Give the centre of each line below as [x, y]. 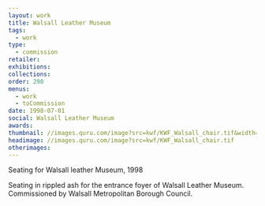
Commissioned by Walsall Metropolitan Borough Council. [101, 193]
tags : [17, 30]
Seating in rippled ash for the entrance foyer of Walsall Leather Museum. [126, 185]
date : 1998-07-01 [37, 111]
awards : [21, 125]
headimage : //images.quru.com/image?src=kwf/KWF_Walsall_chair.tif [121, 140]
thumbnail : [26, 133]
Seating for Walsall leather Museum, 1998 [76, 170]
